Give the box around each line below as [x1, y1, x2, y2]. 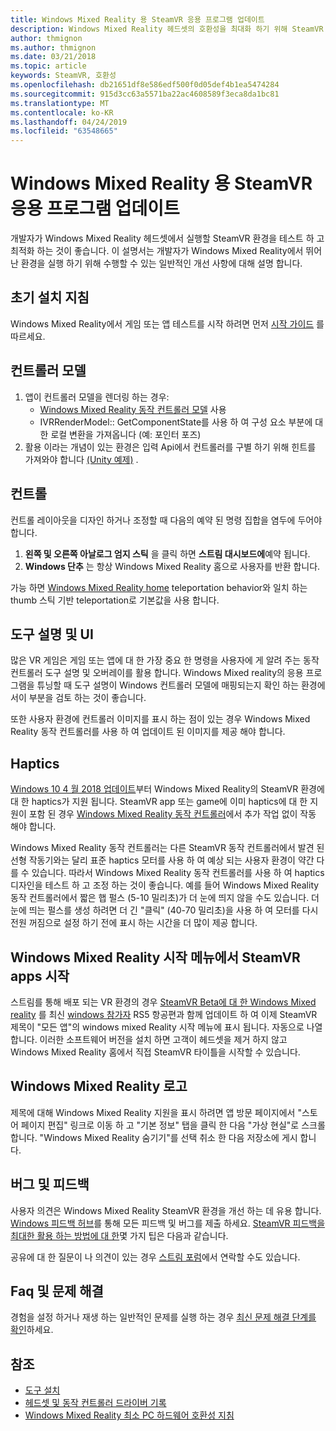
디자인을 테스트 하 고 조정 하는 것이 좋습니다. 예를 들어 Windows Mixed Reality [10, 879, 320, 891]
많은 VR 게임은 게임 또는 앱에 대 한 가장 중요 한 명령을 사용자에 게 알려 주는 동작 [10, 654, 320, 666]
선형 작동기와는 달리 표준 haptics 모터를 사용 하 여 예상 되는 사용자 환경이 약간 [10, 854, 315, 866]
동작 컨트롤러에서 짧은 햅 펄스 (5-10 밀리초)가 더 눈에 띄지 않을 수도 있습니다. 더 [10, 892, 320, 904]
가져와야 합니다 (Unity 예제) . [24, 453, 139, 465]
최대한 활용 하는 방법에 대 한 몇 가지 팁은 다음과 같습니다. [10, 1229, 229, 1241]
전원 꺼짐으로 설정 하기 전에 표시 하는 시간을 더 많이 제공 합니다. [10, 917, 258, 929]
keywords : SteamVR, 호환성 [10, 71, 117, 81]
